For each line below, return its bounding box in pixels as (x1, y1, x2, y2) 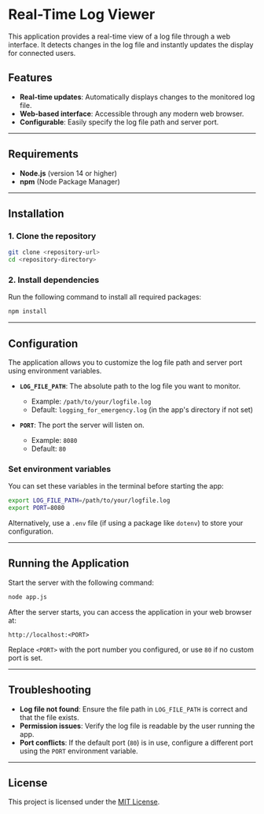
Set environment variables (8, 463, 112, 474)
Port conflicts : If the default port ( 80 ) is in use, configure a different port (19, 738, 254, 747)
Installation (8, 206, 64, 220)
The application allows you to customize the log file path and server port (8, 357, 243, 367)
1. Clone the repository (8, 230, 97, 241)
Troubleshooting (8, 683, 92, 697)
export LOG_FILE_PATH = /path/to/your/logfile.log (8, 496, 170, 505)
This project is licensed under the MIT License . (8, 797, 160, 807)
